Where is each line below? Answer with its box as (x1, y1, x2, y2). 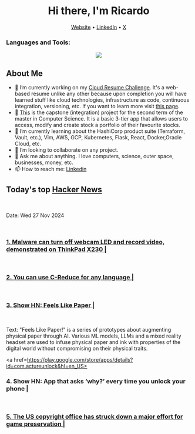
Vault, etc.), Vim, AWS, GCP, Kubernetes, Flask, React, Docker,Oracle (14, 134, 182, 141)
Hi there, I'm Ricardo (48, 4, 150, 18)
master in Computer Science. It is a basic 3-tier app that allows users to (14, 115, 188, 122)
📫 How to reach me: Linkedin (14, 166, 87, 173)
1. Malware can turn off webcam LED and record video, (6, 238, 165, 246)
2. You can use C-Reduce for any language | (6, 273, 134, 282)
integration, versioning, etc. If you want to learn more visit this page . (14, 103, 180, 110)
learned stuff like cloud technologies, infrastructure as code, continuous (14, 96, 190, 104)
